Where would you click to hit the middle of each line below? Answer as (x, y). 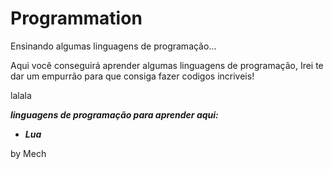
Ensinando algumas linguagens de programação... (113, 46)
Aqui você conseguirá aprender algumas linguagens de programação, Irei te (167, 65)
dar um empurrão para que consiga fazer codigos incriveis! (132, 76)
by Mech (28, 153)
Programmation (76, 18)
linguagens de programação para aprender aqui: (114, 114)
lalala (21, 95)
